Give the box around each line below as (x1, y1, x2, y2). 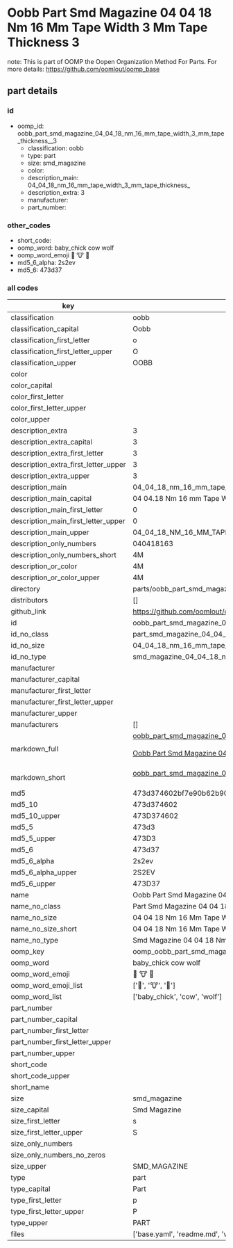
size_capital (10, 1105, 49, 1114)
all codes (7, 283, 39, 293)
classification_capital (10, 324, 79, 334)
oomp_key (10, 947, 45, 957)
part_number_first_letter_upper (10, 1037, 112, 1047)
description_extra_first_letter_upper (10, 460, 126, 470)
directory (10, 584, 40, 594)
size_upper (10, 1162, 46, 1171)
